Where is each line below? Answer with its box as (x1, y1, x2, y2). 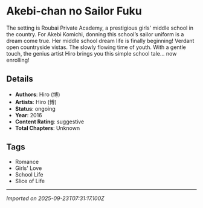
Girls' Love (14, 164, 42, 172)
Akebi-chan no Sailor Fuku (6, 4, 142, 18)
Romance (14, 158, 39, 165)
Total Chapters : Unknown (14, 124, 80, 131)
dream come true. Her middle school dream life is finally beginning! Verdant (6, 37, 195, 44)
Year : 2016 (14, 111, 42, 119)
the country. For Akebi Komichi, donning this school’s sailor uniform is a (6, 30, 184, 37)
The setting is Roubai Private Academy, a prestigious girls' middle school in (6, 24, 194, 31)
